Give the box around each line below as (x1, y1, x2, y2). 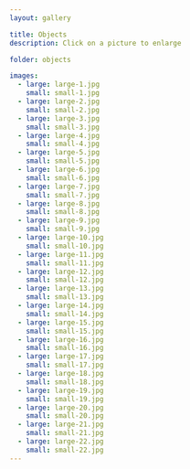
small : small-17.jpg (26, 360, 104, 370)
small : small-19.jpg (26, 394, 104, 403)
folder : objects (9, 55, 71, 64)
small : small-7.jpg (26, 190, 100, 199)
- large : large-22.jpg (17, 437, 104, 446)
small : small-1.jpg (26, 89, 100, 98)
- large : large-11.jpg (17, 250, 104, 259)
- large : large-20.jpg (17, 403, 104, 412)
